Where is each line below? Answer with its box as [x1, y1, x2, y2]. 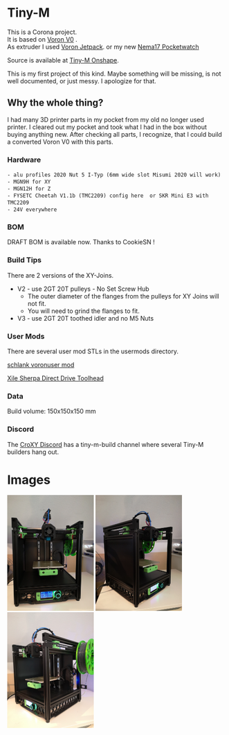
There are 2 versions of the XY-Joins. [7, 271, 114, 279]
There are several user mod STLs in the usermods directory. [7, 347, 178, 355]
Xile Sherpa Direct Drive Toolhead [7, 373, 104, 382]
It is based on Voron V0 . [7, 35, 77, 43]
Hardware [7, 155, 42, 164]
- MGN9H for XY [7, 178, 51, 185]
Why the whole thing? [7, 97, 104, 109]
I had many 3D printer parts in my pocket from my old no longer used [7, 115, 204, 124]
